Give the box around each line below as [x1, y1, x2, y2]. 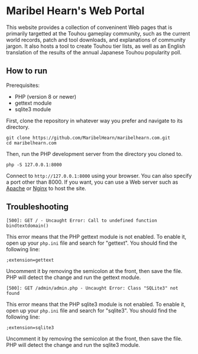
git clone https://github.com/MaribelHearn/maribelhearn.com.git [6, 135, 170, 141]
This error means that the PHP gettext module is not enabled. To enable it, [6, 233, 187, 240]
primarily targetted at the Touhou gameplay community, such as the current [6, 30, 190, 37]
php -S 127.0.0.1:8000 [6, 161, 62, 168]
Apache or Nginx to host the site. [6, 184, 87, 191]
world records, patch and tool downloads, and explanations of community [6, 36, 186, 43]
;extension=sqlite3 [6, 324, 54, 330]
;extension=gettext [6, 257, 54, 263]
